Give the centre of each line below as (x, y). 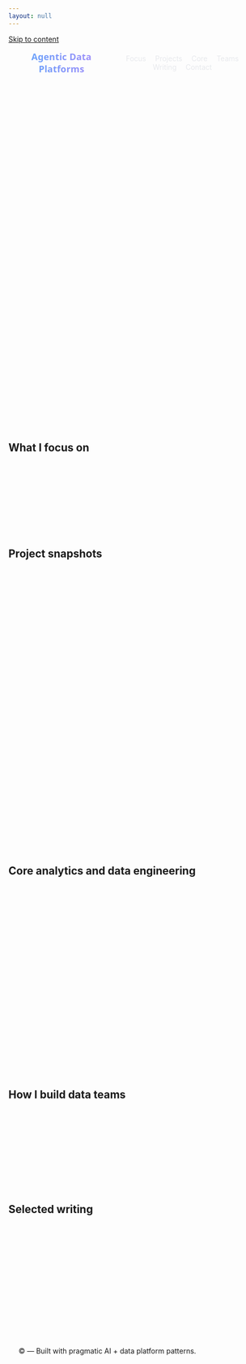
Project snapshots (55, 553)
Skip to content (34, 39)
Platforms (61, 69)
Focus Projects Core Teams (182, 58)
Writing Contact (182, 67)
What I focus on (49, 448)
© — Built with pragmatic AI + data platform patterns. (108, 1351)
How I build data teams (67, 1094)
